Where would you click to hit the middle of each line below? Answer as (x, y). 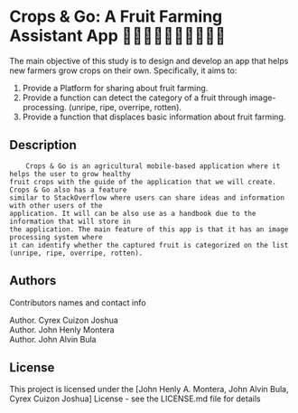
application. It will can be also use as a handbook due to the (133, 213)
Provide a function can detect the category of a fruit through (135, 98)
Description (43, 145)
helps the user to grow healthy (70, 174)
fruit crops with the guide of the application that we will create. (143, 182)
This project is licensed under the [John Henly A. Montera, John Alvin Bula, (149, 390)
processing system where (56, 237)
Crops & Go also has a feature (68, 190)
